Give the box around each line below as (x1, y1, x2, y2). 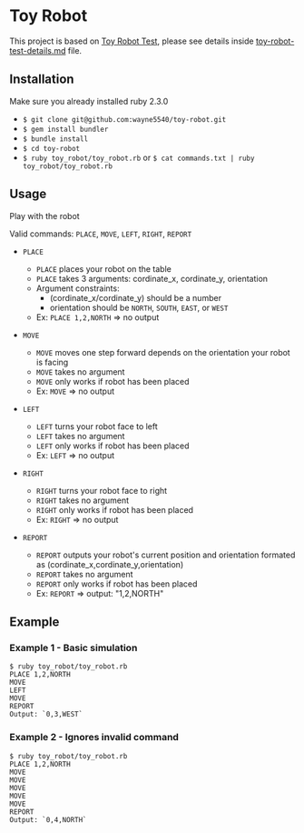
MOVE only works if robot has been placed (35, 376, 190, 386)
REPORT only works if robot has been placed (35, 578, 198, 589)
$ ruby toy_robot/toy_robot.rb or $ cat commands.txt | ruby (22, 152, 255, 163)
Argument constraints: (35, 283, 120, 294)
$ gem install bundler (22, 125, 109, 134)
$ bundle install (22, 134, 89, 144)
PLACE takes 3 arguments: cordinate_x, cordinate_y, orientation (35, 273, 269, 284)
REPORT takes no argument (35, 568, 133, 579)
